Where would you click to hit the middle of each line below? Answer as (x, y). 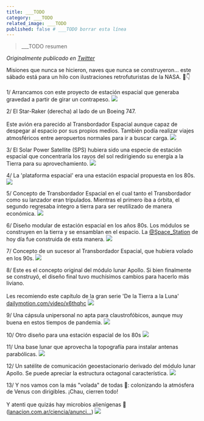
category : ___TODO (30, 18)
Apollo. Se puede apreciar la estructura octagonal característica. (87, 373)
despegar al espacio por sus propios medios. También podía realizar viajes (100, 131)
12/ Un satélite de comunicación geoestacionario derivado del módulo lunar (101, 366)
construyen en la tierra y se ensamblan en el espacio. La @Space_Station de (102, 232)
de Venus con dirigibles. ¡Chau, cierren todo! (62, 392)
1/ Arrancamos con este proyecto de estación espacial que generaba (93, 92)
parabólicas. (22, 354)
